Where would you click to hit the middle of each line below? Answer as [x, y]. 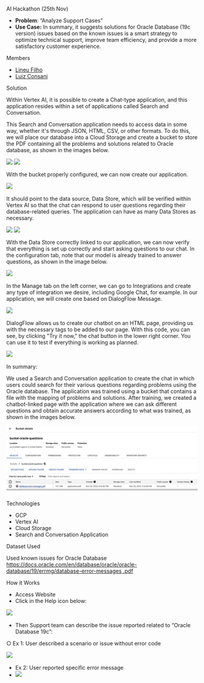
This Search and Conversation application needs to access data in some [97, 124]
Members [18, 58]
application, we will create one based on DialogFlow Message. [84, 299]
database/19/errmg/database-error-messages [64, 571]
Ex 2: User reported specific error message [69, 668]
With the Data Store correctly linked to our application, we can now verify [98, 242]
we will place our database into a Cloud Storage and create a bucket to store [102, 137]
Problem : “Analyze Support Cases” [59, 20]
